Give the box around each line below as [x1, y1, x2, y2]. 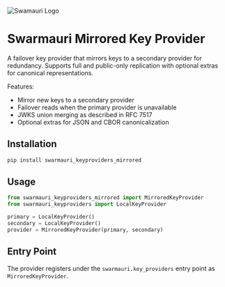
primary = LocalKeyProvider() [7, 213, 95, 221]
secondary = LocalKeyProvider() [7, 220, 101, 227]
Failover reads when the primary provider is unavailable [17, 103, 177, 111]
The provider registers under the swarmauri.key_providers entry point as [7, 264, 215, 272]
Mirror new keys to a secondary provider [17, 95, 134, 104]
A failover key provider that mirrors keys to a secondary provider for [7, 54, 203, 62]
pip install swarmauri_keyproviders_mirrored [7, 157, 141, 164]
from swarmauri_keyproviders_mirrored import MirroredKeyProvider [7, 194, 204, 201]
